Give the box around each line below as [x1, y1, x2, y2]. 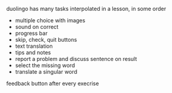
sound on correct [15, 24, 59, 30]
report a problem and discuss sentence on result [15, 56, 137, 62]
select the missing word [15, 62, 75, 69]
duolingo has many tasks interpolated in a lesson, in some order [6, 5, 167, 12]
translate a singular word [15, 68, 78, 75]
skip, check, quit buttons [15, 36, 77, 43]
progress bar [15, 30, 48, 37]
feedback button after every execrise [6, 80, 99, 87]
